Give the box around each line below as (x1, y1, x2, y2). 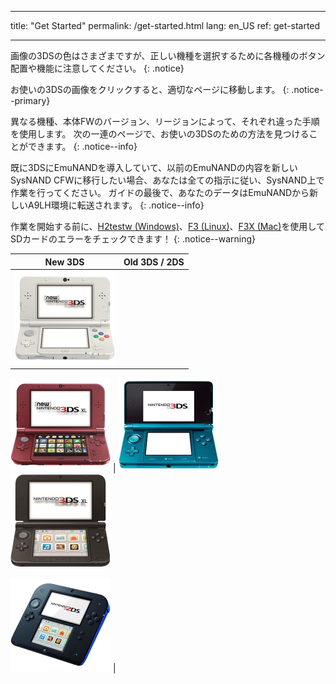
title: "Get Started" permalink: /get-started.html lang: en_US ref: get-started (10, 20, 321, 31)
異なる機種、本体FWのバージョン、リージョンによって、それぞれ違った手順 (10, 116, 320, 127)
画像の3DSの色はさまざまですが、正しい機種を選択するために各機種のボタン (10, 50, 326, 61)
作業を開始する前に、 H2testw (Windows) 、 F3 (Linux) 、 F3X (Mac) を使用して (10, 221, 325, 232)
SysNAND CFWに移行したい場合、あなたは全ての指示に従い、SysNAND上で (10, 174, 325, 186)
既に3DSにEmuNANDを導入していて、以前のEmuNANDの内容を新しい (10, 162, 298, 173)
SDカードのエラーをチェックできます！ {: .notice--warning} (10, 233, 256, 245)
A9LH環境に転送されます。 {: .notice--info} (27, 199, 205, 211)
